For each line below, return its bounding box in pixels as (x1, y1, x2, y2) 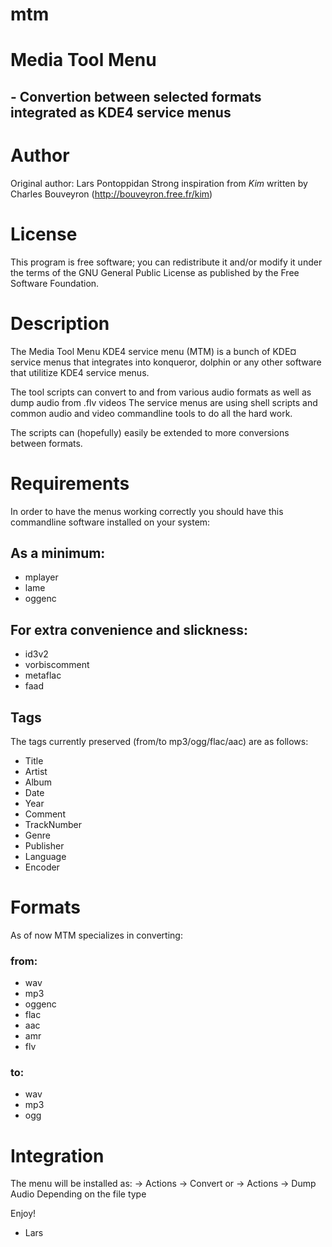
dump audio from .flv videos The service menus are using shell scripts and (10, 396, 318, 408)
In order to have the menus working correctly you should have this (10, 505, 284, 517)
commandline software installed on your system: (10, 516, 211, 528)
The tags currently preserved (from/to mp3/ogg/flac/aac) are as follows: (10, 735, 309, 747)
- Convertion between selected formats (10, 88, 262, 105)
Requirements (10, 472, 130, 495)
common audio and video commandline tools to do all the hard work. (10, 407, 293, 419)
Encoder (24, 861, 60, 873)
